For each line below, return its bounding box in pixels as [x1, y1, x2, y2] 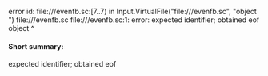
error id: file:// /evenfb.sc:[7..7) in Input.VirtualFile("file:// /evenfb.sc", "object [8, 7, 258, 16]
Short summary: [8, 41, 64, 51]
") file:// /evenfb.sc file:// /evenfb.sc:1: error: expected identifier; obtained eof [8, 15, 260, 25]
